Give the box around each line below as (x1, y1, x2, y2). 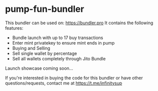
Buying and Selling (12, 45, 51, 51)
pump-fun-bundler (5, 3, 85, 15)
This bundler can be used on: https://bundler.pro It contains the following (5, 20, 154, 26)
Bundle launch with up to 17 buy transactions (12, 35, 103, 41)
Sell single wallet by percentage (12, 50, 77, 56)
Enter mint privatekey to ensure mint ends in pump (12, 40, 115, 45)
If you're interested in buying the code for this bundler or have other (5, 75, 143, 81)
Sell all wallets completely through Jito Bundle (12, 55, 106, 61)
